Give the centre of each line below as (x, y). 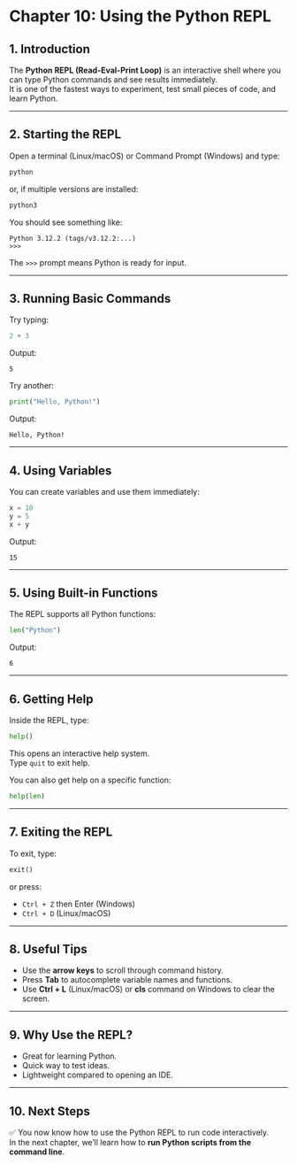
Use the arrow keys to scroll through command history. (122, 970)
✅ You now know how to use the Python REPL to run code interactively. (139, 1132)
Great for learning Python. (69, 1056)
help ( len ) (27, 796)
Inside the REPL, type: (49, 721)
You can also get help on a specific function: (90, 780)
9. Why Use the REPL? (71, 1034)
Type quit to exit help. (49, 762)
